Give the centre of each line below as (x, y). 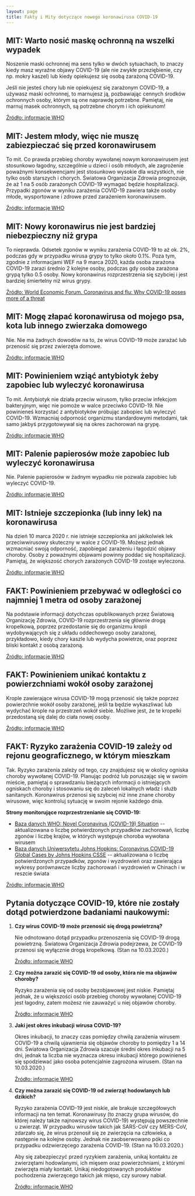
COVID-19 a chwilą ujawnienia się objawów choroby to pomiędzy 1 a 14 (100, 1043)
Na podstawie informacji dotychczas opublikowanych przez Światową (90, 614)
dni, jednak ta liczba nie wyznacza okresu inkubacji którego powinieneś (101, 1056)
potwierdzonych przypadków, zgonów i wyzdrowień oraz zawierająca (98, 861)
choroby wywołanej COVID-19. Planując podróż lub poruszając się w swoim (97, 776)
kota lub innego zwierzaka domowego (77, 326)
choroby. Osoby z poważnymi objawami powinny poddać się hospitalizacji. (96, 555)
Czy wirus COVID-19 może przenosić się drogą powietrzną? (88, 926)
